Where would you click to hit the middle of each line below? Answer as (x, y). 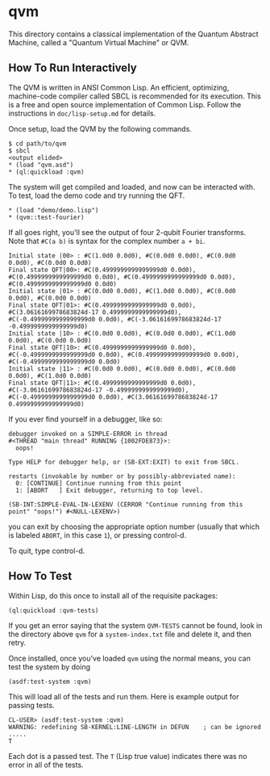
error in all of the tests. (46, 765)
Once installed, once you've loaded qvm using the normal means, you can (130, 658)
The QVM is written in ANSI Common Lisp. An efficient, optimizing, (119, 87)
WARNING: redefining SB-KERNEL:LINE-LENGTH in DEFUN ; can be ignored (135, 727)
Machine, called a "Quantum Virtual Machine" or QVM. (99, 42)
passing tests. (31, 705)
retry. (17, 642)
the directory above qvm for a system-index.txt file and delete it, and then (130, 634)
